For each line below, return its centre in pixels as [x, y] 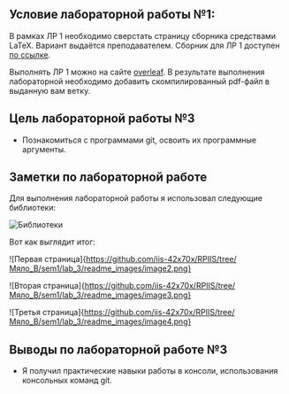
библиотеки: [32, 208]
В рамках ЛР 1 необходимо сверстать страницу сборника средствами [143, 35]
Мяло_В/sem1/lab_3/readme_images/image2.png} [100, 268]
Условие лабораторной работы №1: [112, 15]
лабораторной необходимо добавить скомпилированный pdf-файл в [139, 81]
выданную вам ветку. [50, 90]
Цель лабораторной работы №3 [102, 119]
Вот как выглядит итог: [52, 242]
